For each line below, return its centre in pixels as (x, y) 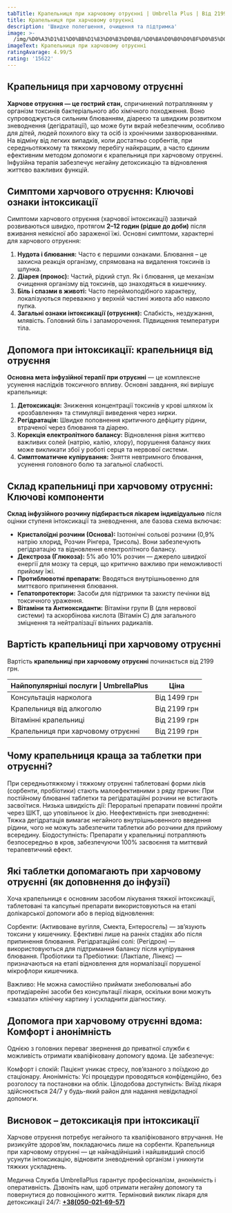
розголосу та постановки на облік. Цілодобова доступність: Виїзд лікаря (114, 1084)
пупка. (27, 306)
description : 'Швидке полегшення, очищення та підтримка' (92, 26)
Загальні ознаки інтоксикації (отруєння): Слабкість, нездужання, (115, 313)
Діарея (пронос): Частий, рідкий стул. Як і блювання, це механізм (115, 276)
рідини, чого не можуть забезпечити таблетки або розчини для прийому (115, 827)
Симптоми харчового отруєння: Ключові (100, 191)
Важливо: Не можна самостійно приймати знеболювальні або (99, 984)
